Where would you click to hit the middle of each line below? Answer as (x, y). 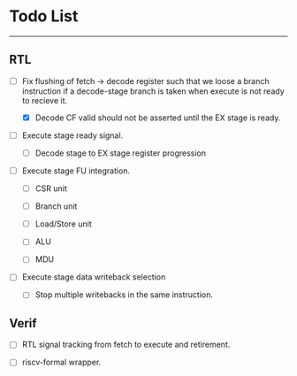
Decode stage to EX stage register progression (120, 153)
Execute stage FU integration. (76, 171)
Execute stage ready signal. (72, 135)
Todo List (44, 16)
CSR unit (51, 188)
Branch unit (56, 206)
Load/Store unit (63, 224)
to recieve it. (45, 100)
